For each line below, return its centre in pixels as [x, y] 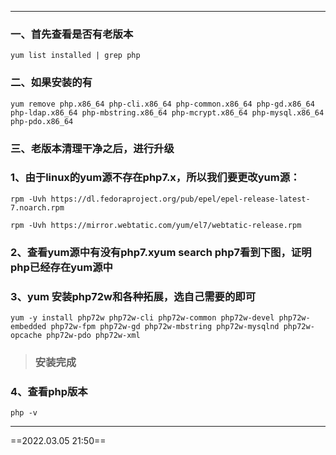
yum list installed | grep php [75, 56]
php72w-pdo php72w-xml [93, 336]
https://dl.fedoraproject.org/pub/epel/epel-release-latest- [180, 199]
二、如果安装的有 [51, 83]
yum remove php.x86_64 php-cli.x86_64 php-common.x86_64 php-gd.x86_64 [162, 104]
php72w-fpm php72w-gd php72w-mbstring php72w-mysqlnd [165, 327]
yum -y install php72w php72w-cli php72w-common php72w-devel [142, 318]
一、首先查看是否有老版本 [72, 34]
